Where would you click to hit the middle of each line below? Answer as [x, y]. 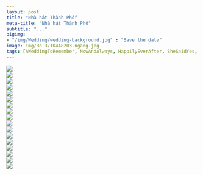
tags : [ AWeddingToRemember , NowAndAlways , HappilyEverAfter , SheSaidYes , [102, 52]
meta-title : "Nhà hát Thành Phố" [49, 23]
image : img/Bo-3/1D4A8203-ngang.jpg [53, 46]
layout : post [23, 12]
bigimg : [16, 35]
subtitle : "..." [27, 29]
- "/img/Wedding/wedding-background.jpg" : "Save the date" [84, 40]
